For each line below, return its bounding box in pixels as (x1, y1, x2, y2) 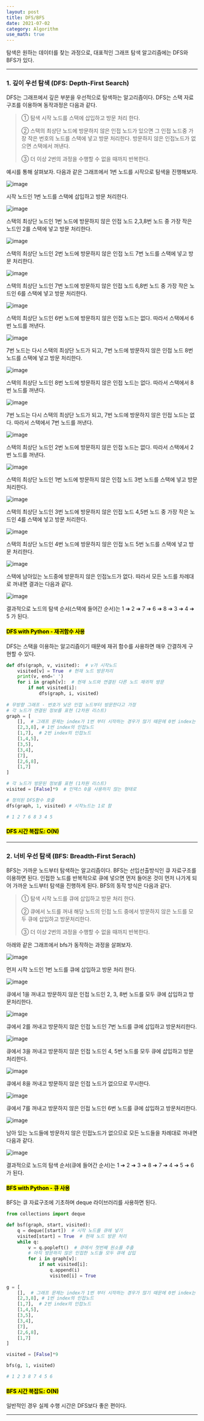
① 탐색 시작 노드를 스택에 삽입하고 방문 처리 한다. (21, 114, 141, 122)
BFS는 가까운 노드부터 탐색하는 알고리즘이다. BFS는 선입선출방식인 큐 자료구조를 (6, 867, 197, 874)
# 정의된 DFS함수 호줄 (6, 797, 55, 803)
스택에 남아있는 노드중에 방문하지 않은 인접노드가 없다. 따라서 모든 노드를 (6, 573, 178, 580)
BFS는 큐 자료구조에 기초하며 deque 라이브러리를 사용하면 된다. (6, 1199, 157, 1206)
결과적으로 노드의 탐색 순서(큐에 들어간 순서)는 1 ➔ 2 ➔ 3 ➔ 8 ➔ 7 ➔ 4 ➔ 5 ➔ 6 (6, 1161, 194, 1169)
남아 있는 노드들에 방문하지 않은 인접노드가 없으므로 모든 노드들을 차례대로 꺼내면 (6, 1129, 198, 1137)
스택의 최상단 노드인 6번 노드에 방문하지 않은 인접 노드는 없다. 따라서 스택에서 (6, 314, 189, 322)
